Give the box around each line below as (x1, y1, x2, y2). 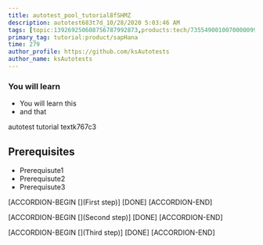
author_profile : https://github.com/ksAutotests (8, 48, 170, 56)
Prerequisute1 (19, 165, 64, 175)
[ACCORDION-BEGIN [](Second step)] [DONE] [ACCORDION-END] (8, 212, 223, 222)
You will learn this (19, 99, 77, 108)
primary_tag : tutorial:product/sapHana (8, 33, 139, 41)
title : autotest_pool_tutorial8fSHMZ (8, 11, 131, 20)
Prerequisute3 (19, 182, 66, 192)
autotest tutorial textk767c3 (8, 122, 96, 132)
